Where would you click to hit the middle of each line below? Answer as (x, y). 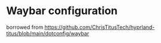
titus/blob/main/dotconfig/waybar (48, 33)
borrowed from (25, 27)
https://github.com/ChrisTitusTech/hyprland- (100, 27)
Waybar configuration (62, 11)
